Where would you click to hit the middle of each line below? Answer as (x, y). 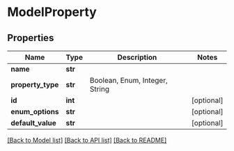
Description (137, 57)
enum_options (35, 112)
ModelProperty (52, 12)
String (100, 89)
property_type (35, 85)
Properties (31, 38)
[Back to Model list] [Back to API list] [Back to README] (87, 140)
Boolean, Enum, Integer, (129, 80)
